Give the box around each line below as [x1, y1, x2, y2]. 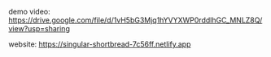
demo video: [8, 7, 50, 16]
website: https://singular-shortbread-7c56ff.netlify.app [8, 39, 191, 49]
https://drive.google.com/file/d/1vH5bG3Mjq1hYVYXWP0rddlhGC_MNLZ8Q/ [8, 15, 263, 25]
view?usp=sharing [8, 24, 71, 33]
